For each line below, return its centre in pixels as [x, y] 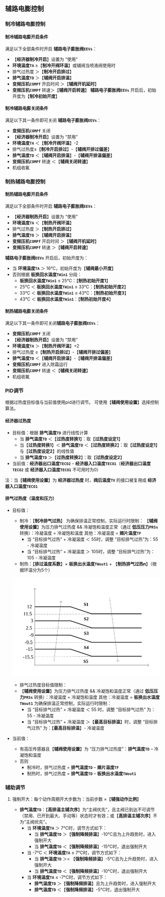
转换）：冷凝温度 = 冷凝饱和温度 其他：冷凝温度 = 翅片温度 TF [80, 533]
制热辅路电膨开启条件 [27, 194]
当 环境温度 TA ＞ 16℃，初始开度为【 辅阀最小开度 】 [64, 268]
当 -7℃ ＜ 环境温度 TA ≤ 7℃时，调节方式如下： [74, 853]
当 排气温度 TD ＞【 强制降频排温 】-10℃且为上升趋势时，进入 [95, 834]
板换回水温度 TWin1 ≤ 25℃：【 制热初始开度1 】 [65, 280]
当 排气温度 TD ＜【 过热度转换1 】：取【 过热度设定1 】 [71, 439]
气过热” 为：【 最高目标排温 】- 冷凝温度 [66, 728]
